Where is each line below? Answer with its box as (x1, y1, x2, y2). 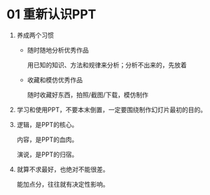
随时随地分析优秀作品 (27, 46, 89, 54)
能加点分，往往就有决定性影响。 (16, 180, 109, 188)
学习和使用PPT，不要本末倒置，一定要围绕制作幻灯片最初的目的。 (16, 105, 207, 114)
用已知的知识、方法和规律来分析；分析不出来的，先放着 (27, 60, 187, 69)
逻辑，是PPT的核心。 (16, 120, 78, 128)
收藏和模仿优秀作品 (27, 75, 83, 84)
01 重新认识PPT (6, 6, 97, 22)
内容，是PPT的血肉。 (16, 135, 78, 144)
